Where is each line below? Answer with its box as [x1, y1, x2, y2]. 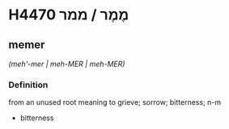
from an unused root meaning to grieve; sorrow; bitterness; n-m [8, 98, 222, 107]
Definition [8, 79, 49, 90]
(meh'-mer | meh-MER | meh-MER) [8, 59, 125, 69]
